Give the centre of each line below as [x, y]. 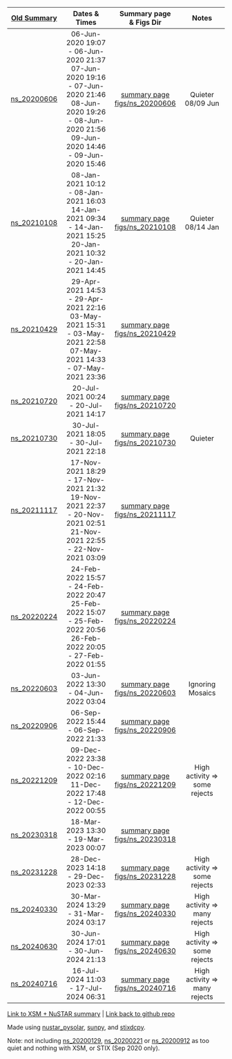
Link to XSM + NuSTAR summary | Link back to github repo [91, 1014]
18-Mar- [86, 822]
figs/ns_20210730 [145, 443]
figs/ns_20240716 [145, 988]
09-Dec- [86, 750]
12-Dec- [89, 802]
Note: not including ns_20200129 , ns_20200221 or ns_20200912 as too [108, 1041]
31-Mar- [89, 914]
